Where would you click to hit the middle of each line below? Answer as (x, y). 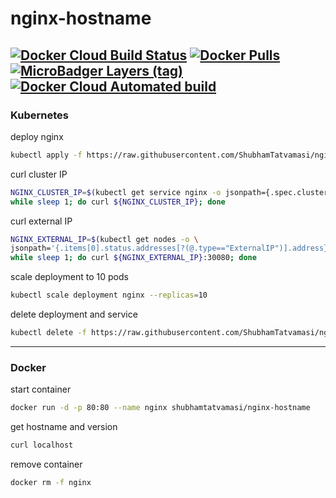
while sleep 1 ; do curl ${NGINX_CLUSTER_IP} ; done (118, 202)
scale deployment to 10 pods (69, 277)
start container (41, 389)
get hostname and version (64, 427)
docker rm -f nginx (51, 482)
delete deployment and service (74, 314)
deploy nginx (37, 136)
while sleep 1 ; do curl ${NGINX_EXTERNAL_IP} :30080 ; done (133, 258)
